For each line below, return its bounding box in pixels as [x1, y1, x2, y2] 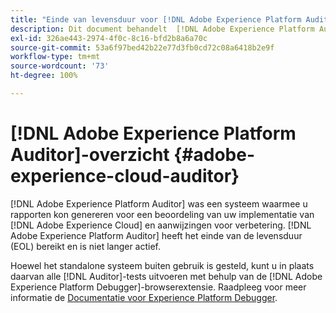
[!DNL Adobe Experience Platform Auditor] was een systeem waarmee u [10, 197, 308, 210]
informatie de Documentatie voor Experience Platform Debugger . [10, 291, 278, 303]
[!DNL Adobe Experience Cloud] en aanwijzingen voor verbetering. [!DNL [10, 219, 312, 231]
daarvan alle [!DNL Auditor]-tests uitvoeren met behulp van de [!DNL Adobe [10, 270, 323, 282]
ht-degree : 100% [10, 71, 78, 81]
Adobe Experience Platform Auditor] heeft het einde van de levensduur [10, 229, 303, 241]
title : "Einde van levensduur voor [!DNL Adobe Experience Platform [10, 14, 302, 25]
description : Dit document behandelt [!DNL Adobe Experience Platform [10, 24, 315, 34]
